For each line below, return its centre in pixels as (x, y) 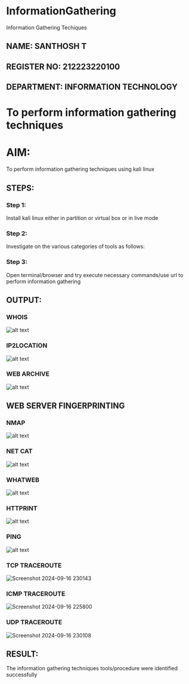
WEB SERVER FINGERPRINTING (66, 406)
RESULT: (22, 654)
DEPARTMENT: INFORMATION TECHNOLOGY (92, 87)
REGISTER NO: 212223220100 (63, 67)
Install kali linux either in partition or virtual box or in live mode (82, 218)
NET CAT (19, 451)
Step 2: (17, 233)
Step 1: (16, 205)
